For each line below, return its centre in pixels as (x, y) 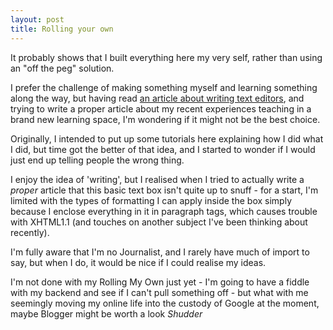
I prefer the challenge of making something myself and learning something (164, 87)
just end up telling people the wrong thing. (97, 160)
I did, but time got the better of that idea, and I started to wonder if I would (163, 149)
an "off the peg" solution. (62, 68)
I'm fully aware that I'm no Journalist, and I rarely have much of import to (160, 252)
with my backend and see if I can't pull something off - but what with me (159, 292)
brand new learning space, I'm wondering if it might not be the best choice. (165, 119)
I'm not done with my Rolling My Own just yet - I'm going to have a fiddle (160, 282)
